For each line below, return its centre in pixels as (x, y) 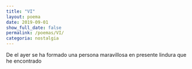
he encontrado (24, 61)
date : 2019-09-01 (27, 22)
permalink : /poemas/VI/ (35, 33)
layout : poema (23, 17)
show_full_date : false (34, 28)
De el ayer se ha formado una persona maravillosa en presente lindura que (96, 55)
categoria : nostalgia (33, 38)
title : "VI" (21, 11)
